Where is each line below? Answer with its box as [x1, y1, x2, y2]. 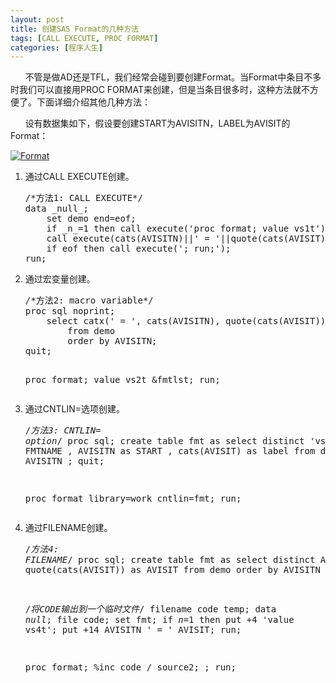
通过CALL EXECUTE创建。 [24, 171, 135, 183]
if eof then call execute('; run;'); [46, 243, 232, 255]
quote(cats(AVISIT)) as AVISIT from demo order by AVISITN [24, 564, 321, 576]
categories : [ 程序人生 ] [10, 42, 103, 53]
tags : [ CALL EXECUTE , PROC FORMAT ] [10, 33, 159, 43]
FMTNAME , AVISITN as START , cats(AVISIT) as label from [24, 446, 316, 457]
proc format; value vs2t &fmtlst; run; [24, 374, 221, 386]
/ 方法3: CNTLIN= [24, 425, 102, 436]
